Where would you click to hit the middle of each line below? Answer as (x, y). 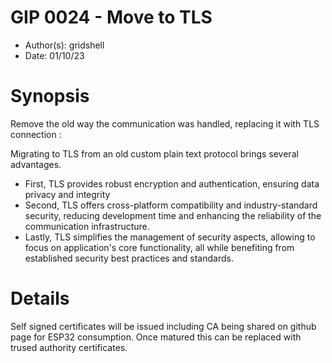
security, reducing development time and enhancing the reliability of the (173, 215)
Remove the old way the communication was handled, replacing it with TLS (165, 123)
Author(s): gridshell (64, 45)
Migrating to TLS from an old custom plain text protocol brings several (154, 153)
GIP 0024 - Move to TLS (111, 17)
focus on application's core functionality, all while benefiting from (159, 247)
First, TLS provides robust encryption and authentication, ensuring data (172, 183)
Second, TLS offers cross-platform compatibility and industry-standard (171, 205)
